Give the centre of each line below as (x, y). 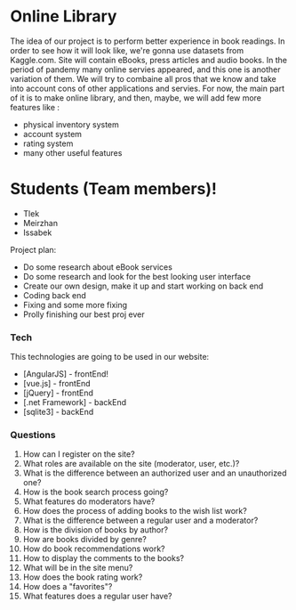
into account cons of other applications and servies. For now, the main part (148, 88)
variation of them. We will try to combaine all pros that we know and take (143, 78)
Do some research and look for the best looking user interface (137, 276)
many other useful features (72, 152)
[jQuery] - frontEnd (58, 393)
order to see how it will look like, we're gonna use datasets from (127, 50)
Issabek (37, 232)
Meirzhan (40, 223)
